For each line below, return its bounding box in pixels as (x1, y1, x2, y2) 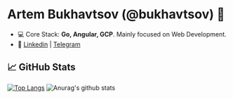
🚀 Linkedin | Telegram (17, 40, 81, 48)
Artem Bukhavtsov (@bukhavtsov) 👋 (7, 6, 225, 22)
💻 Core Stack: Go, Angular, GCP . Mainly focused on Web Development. (17, 29, 227, 38)
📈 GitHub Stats (7, 61, 76, 73)
